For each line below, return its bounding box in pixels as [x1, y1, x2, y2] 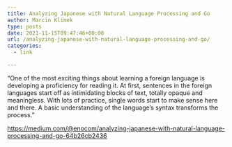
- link [13, 49, 33, 56]
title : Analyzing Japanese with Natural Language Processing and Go [7, 10, 210, 17]
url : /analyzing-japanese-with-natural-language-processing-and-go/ [7, 36, 210, 43]
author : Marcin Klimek [7, 17, 73, 24]
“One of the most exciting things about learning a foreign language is [7, 73, 206, 82]
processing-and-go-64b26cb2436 [7, 131, 107, 139]
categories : [7, 42, 42, 49]
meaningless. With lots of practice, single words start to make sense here [7, 96, 218, 104]
